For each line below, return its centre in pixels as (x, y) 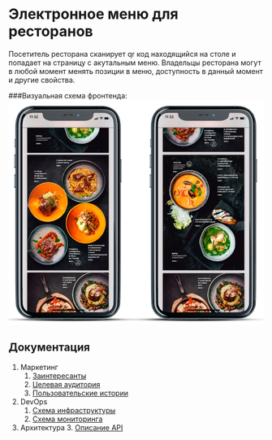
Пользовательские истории (80, 393)
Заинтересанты (59, 376)
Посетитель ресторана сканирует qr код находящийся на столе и (122, 54)
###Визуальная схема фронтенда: (68, 95)
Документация (50, 348)
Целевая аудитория (66, 384)
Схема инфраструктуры (74, 410)
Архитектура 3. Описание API (71, 427)
